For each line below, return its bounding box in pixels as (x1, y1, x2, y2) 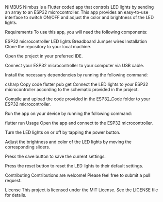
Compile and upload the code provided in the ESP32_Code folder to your (5, 96, 150, 102)
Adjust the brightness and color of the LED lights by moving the (5, 139, 132, 145)
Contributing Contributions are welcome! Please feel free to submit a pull (5, 172, 151, 178)
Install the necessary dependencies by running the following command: (5, 72, 148, 77)
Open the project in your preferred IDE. (5, 53, 83, 59)
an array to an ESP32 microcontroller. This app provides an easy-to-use (5, 9, 149, 15)
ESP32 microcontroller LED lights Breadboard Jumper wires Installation (5, 38, 147, 44)
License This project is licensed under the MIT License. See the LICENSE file (5, 187, 158, 193)
